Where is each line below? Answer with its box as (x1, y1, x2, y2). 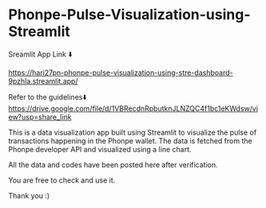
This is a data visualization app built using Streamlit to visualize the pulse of (8, 128, 257, 137)
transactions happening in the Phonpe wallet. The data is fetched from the (8, 135, 253, 145)
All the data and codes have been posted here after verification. (8, 159, 218, 169)
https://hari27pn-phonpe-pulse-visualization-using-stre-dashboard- (8, 68, 233, 77)
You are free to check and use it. (8, 175, 116, 185)
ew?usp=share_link (8, 112, 72, 121)
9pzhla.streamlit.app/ (8, 76, 78, 85)
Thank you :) (8, 190, 50, 200)
